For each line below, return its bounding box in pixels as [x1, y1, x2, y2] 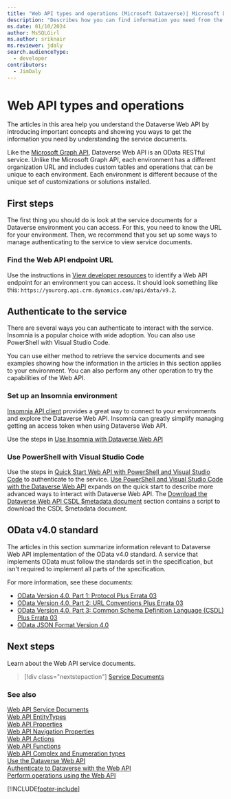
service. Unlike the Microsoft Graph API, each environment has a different [7, 156, 217, 164]
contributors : [7, 61, 48, 68]
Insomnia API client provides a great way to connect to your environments [7, 406, 217, 415]
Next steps [7, 641, 55, 653]
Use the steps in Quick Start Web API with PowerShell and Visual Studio [7, 467, 211, 476]
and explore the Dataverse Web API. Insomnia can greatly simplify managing [7, 414, 224, 422]
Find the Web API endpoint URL [7, 255, 113, 265]
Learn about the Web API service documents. [7, 659, 136, 667]
